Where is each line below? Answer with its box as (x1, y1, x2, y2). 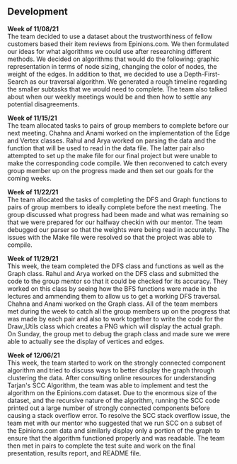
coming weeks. (7, 174, 52, 182)
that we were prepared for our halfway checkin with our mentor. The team (7, 218, 223, 226)
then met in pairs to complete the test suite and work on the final (7, 441, 196, 450)
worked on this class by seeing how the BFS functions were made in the (7, 284, 218, 293)
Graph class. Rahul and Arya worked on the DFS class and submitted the (7, 269, 219, 277)
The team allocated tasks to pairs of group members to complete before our (7, 121, 229, 130)
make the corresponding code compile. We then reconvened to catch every (7, 159, 228, 167)
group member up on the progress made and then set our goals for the (7, 166, 214, 175)
